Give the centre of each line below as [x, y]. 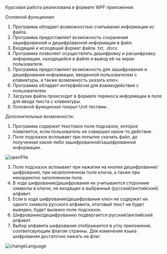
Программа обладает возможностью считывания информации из [83, 27]
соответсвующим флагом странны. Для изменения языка [74, 231]
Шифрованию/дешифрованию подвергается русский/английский [82, 215]
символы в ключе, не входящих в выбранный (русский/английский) [86, 188]
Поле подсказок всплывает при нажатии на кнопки [67, 167]
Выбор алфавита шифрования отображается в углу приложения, [82, 226]
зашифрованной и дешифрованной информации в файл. [72, 43]
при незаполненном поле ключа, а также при [91, 172]
